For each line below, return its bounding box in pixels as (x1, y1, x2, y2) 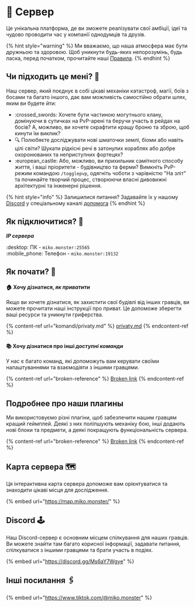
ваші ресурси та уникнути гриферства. (6, 311, 104, 318)
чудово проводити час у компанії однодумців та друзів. (6, 30, 146, 37)
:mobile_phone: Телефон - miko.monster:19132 (6, 250, 119, 257)
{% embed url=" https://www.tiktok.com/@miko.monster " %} (6, 594, 152, 601)
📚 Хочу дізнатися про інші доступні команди (6, 342, 124, 349)
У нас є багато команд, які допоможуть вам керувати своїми (6, 357, 159, 365)
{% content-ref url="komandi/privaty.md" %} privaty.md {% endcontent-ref (6, 322, 189, 330)
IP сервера (6, 232, 34, 239)
